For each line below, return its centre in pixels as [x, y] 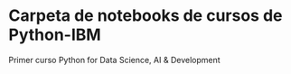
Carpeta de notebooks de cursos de [145, 16]
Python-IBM [55, 35]
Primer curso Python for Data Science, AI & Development [114, 60]
